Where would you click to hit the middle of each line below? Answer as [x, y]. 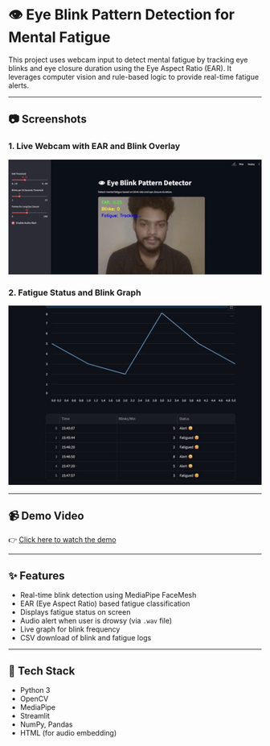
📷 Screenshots [47, 120]
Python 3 [35, 690]
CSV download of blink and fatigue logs [86, 638]
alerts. [19, 85]
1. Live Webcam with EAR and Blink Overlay [94, 147]
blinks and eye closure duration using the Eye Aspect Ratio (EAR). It [120, 68]
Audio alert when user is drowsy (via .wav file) [96, 621]
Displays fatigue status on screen [75, 612]
